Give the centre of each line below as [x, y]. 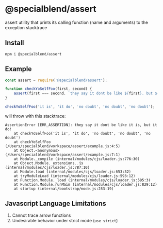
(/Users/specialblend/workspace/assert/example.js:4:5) [63, 146]
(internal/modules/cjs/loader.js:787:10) [48, 167]
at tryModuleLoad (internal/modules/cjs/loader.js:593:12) [75, 176]
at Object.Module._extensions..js [49, 163]
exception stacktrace [26, 27]
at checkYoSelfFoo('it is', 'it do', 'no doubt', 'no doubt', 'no [82, 133]
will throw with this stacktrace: [35, 116]
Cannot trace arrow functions [41, 215]
